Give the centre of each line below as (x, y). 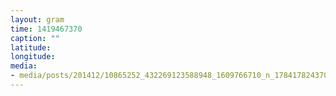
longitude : (33, 57)
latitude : (31, 47)
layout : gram (37, 19)
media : (24, 66)
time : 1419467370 (46, 29)
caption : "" (35, 38)
